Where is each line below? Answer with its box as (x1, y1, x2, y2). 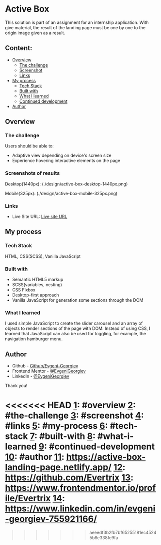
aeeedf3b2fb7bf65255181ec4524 (89, 529, 157, 536)
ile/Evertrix (5, 493, 51, 504)
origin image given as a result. (5, 30, 65, 36)
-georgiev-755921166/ (5, 513, 97, 525)
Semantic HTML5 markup (12, 276, 64, 283)
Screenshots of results (5, 170, 60, 177)
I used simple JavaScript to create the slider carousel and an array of (5, 320, 143, 327)
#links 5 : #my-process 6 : (5, 420, 108, 432)
